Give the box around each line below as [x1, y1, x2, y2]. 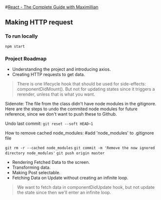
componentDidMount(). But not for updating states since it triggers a [17, 86, 155, 92]
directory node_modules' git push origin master [5, 151, 105, 156]
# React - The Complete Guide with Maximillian [5, 4, 99, 10]
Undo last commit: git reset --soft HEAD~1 [5, 120, 94, 126]
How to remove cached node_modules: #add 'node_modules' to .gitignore [5, 130, 154, 136]
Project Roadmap [5, 55, 47, 62]
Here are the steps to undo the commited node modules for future [5, 106, 138, 112]
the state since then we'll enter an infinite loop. [17, 189, 111, 195]
